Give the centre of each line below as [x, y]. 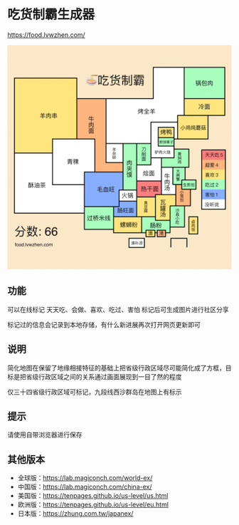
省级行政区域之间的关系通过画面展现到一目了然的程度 [104, 376]
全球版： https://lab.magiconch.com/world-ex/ [85, 478]
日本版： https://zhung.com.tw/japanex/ [75, 514]
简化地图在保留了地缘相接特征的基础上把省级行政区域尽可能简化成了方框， [116, 368]
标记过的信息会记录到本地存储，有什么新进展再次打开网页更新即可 [104, 324]
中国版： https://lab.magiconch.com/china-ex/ [85, 487]
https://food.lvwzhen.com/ [46, 35]
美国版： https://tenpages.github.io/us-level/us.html [93, 496]
